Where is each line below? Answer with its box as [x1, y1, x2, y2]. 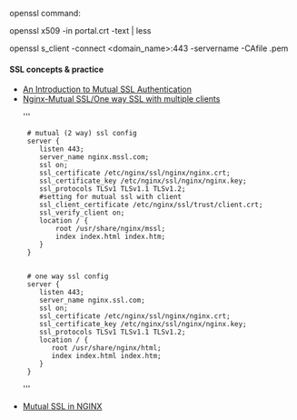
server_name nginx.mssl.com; [39, 153, 150, 162]
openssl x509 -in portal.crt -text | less [9, 25, 152, 35]
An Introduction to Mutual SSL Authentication [22, 84, 193, 95]
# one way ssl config [26, 272, 109, 281]
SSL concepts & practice [9, 64, 104, 75]
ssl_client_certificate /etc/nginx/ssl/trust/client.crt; [39, 200, 263, 210]
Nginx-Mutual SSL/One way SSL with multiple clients [22, 94, 221, 105]
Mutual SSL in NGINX [22, 401, 103, 412]
